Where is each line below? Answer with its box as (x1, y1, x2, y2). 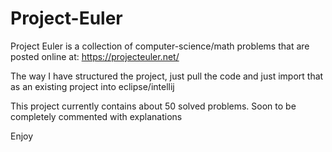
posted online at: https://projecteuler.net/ (10, 50, 180, 62)
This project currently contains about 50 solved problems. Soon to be (10, 100, 297, 112)
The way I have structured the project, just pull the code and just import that (10, 70, 324, 82)
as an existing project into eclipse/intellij (10, 80, 175, 92)
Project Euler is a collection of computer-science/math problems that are (10, 40, 310, 52)
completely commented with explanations (10, 110, 183, 122)
